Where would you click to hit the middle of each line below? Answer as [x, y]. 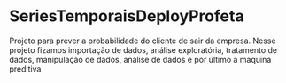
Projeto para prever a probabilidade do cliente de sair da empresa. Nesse [143, 41]
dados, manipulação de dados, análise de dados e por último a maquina [140, 59]
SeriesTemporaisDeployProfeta [127, 16]
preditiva [25, 69]
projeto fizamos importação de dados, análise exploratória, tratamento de [143, 49]
